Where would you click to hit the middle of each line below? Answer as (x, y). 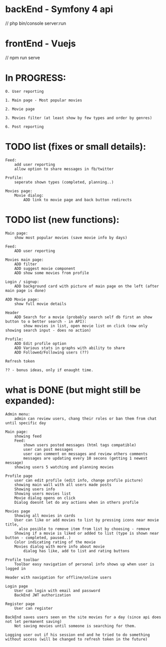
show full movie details (40, 304)
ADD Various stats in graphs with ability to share (70, 348)
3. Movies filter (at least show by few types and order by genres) (79, 118)
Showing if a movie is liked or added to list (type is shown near (87, 533)
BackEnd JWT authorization (43, 595)
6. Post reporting (24, 127)
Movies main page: (24, 260)
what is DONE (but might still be (73, 390)
